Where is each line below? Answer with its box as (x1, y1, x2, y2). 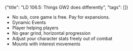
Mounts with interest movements (12, 41, 80, 47)
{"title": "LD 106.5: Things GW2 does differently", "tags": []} (5, 5, 128, 10)
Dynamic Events (12, 20, 46, 25)
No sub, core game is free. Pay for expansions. (12, 14, 110, 20)
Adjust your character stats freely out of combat (12, 35, 113, 41)
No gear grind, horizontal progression (12, 30, 91, 36)
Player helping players (12, 25, 59, 31)
